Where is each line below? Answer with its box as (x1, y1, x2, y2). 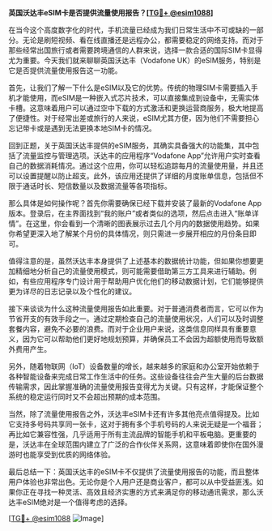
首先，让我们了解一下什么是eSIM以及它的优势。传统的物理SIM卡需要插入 (8, 83, 251, 92)
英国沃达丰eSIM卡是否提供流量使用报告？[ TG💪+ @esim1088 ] (8, 8, 214, 17)
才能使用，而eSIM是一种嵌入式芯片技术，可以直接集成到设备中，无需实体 (15, 93, 260, 102)
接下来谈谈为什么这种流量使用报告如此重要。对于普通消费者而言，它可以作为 (8, 304, 264, 313)
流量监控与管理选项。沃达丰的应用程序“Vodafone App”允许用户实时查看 (22, 151, 261, 161)
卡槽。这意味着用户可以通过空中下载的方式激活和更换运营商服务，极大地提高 (8, 103, 264, 113)
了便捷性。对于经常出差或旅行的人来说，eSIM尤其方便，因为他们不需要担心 (8, 113, 260, 122)
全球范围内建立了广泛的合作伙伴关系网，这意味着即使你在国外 (50, 439, 257, 449)
